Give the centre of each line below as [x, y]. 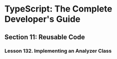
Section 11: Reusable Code [45, 37]
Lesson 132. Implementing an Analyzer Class [58, 51]
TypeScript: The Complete [58, 9]
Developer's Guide [42, 19]
